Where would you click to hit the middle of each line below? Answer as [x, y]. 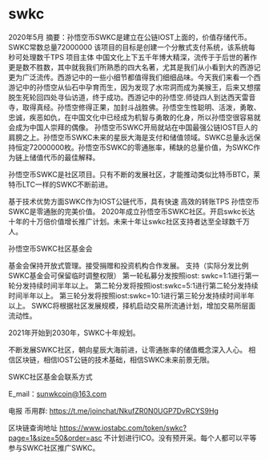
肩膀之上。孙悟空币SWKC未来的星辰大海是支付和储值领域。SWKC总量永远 [131, 137]
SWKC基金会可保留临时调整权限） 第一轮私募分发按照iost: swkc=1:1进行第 [130, 275]
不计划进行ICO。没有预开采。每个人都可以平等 [180, 438]
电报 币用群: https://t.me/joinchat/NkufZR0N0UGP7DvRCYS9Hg [113, 410]
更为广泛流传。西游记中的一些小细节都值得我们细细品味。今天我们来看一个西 [134, 77]
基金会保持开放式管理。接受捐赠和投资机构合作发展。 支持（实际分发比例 [128, 265]
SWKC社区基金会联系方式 [50, 377]
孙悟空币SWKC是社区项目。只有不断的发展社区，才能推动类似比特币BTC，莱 [134, 174]
